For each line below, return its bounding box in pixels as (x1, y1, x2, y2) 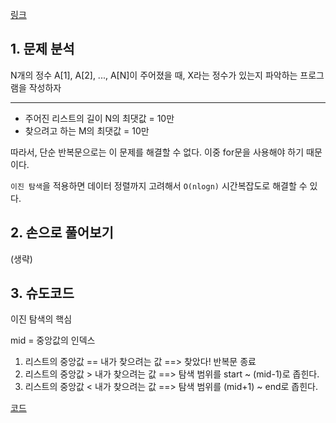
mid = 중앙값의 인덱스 (10, 334, 96, 347)
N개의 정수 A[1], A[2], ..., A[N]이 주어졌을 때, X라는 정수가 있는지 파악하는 (10, 69, 298, 81)
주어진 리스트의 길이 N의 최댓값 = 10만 (24, 112, 175, 124)
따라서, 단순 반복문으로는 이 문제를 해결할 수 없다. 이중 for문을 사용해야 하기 (10, 146, 305, 158)
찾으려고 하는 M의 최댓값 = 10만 (24, 124, 150, 137)
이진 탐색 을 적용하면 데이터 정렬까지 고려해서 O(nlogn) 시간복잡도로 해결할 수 (10, 179, 308, 192)
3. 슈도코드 (10, 285, 75, 302)
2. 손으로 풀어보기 (10, 224, 114, 242)
